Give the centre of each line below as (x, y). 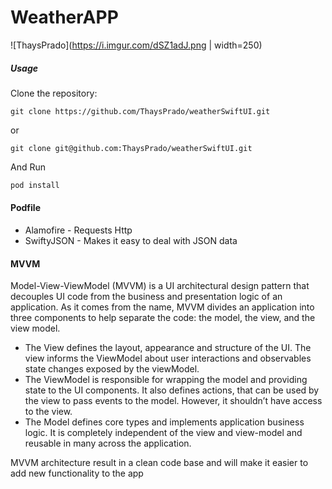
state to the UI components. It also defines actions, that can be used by (172, 390)
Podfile (25, 208)
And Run (28, 167)
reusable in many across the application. (108, 443)
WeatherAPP (64, 17)
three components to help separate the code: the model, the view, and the (163, 318)
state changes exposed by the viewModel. (112, 369)
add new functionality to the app (77, 473)
